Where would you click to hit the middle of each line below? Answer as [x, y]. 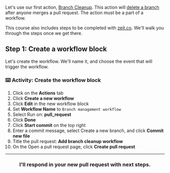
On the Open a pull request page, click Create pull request [74, 147]
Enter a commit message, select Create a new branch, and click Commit [88, 131]
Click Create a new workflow [43, 99]
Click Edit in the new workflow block [51, 104]
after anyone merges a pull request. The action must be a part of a [74, 13]
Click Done [24, 120]
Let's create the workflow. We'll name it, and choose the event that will [79, 61]
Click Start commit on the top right [49, 125]
